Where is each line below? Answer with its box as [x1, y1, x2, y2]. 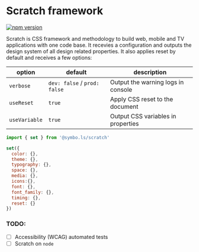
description [133, 68, 167, 76]
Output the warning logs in [110, 78, 184, 86]
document [110, 102, 139, 111]
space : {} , [11, 167, 38, 173]
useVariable [9, 117, 43, 123]
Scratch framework [6, 4, 104, 18]
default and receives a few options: [6, 54, 92, 61]
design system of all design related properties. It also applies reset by [6, 47, 176, 54]
